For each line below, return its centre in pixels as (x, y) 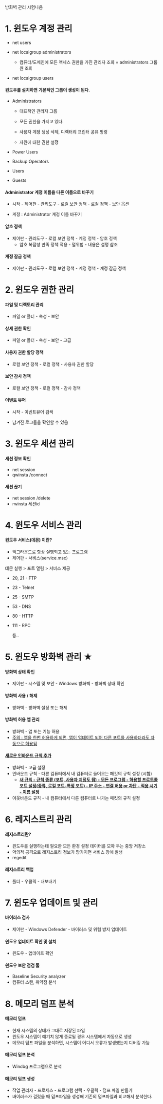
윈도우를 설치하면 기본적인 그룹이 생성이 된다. (47, 90)
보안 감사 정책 (18, 376)
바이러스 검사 (18, 917)
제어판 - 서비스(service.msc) (40, 558)
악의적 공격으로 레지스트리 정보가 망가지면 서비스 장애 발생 (67, 852)
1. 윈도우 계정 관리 (39, 29)
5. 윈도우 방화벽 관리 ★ (49, 657)
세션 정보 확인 (18, 458)
